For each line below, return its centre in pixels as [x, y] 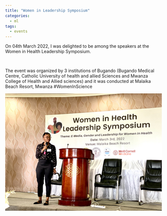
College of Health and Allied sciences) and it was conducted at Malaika [78, 81]
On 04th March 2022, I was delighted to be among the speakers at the [77, 46]
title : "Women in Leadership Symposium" [48, 10]
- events [19, 32]
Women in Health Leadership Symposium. [48, 52]
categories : [17, 16]
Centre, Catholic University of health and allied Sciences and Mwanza [77, 76]
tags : [11, 26]
